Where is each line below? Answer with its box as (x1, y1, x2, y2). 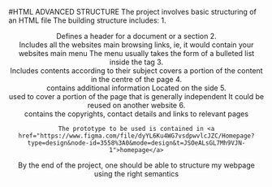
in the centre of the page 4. (90, 75, 183, 84)
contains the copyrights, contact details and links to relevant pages (24, 109, 249, 119)
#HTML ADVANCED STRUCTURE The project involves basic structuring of (8, 7, 257, 16)
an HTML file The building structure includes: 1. (8, 15, 166, 25)
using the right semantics (93, 169, 179, 178)
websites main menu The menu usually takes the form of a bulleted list (18, 49, 255, 58)
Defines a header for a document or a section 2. (56, 32, 217, 41)
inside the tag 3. (109, 57, 164, 67)
